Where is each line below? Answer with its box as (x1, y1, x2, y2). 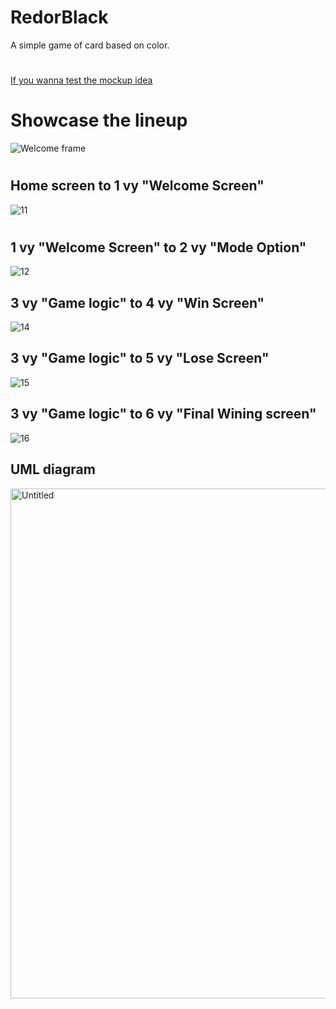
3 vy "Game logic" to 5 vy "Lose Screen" (10, 350, 270, 367)
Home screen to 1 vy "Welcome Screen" (10, 177, 265, 195)
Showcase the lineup (10, 109, 188, 132)
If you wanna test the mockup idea (10, 74, 153, 86)
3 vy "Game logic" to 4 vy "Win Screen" (10, 294, 265, 311)
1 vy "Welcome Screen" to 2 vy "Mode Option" (10, 239, 307, 256)
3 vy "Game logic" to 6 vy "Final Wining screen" (10, 406, 317, 423)
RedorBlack (10, 6, 109, 29)
